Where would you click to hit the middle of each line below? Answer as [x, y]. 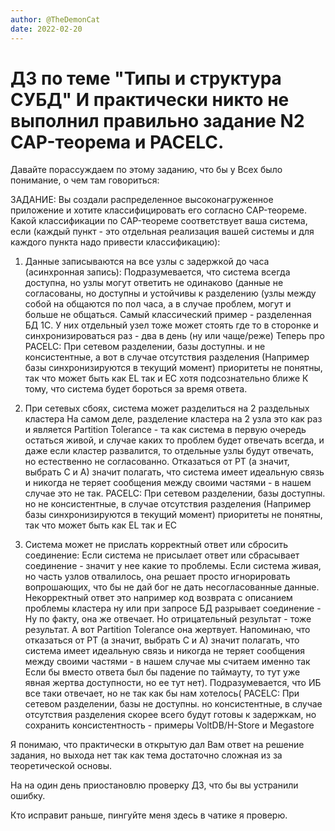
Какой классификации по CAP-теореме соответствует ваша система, [159, 221]
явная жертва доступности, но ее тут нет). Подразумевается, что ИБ [173, 683]
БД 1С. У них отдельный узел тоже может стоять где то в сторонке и [171, 325]
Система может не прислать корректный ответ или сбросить [156, 545]
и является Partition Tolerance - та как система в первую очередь [165, 430]
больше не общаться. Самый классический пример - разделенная [168, 315]
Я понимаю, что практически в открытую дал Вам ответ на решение [157, 745]
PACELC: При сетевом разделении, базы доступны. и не [145, 347]
